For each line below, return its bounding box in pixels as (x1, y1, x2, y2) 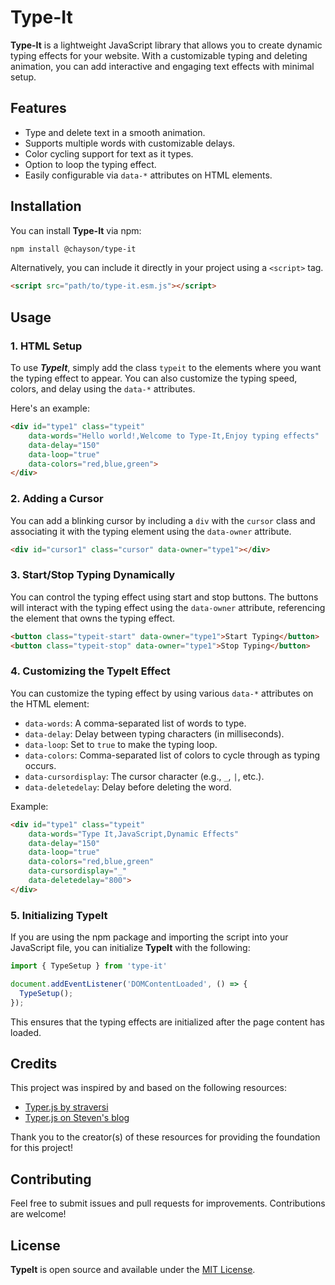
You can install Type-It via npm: (10, 224, 142, 236)
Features (10, 100, 67, 117)
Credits (10, 1055, 58, 1072)
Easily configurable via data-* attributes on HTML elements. (24, 169, 273, 181)
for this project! (10, 1142, 74, 1154)
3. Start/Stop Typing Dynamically (10, 568, 176, 582)
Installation (10, 198, 82, 215)
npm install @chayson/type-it (10, 244, 137, 254)
